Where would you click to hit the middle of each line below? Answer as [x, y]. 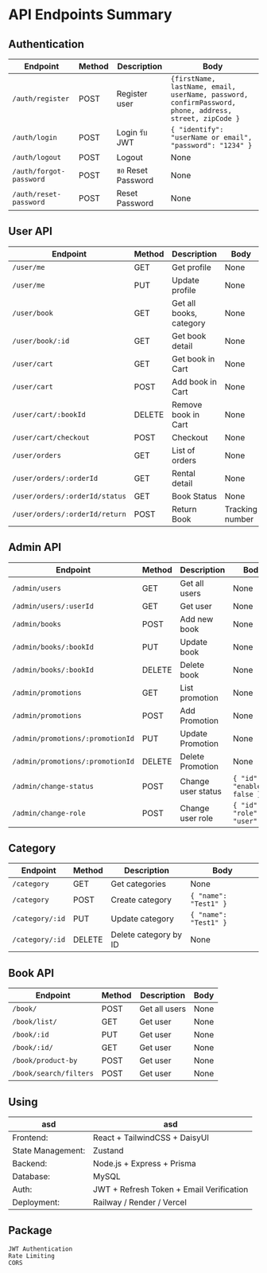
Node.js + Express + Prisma [144, 1164]
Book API [31, 973]
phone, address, [201, 110]
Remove [187, 404]
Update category [143, 919]
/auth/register [41, 98]
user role [196, 818]
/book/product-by [45, 1061]
